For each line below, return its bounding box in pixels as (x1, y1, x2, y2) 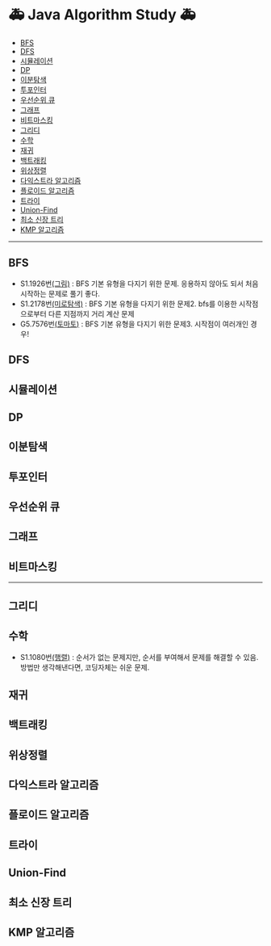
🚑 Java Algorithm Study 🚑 (8, 6, 196, 24)
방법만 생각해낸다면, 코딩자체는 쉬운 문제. (19, 662, 150, 672)
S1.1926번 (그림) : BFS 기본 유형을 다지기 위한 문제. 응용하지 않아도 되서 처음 (19, 279, 259, 288)
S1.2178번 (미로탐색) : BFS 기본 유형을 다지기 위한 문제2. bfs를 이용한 (19, 299, 238, 309)
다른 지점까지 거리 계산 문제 (48, 309, 135, 318)
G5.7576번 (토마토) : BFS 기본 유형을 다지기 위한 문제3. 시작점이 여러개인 (19, 319, 249, 329)
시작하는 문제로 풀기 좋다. (19, 288, 101, 298)
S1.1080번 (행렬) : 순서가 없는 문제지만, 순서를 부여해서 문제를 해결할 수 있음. (19, 652, 259, 662)
